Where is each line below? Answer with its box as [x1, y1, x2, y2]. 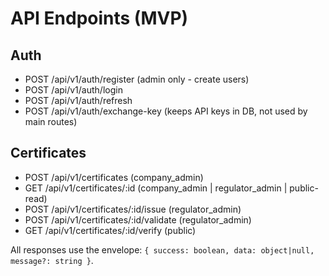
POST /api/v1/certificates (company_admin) [24, 171, 204, 183]
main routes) [24, 116, 78, 127]
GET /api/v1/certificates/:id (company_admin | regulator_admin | [24, 182, 288, 194]
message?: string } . [10, 254, 94, 266]
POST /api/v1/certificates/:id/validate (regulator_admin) [24, 213, 252, 226]
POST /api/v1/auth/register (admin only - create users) [24, 73, 250, 85]
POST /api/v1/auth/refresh [24, 95, 133, 106]
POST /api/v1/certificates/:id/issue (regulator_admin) [24, 203, 242, 215]
